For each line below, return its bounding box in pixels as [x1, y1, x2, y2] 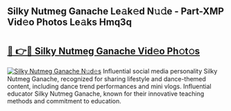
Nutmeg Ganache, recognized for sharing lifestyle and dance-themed [7, 75, 207, 83]
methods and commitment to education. [7, 97, 121, 105]
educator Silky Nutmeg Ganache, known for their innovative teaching [7, 89, 205, 98]
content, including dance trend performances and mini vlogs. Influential [7, 83, 212, 90]
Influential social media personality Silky [103, 67, 218, 75]
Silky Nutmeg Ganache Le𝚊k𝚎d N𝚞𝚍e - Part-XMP [7, 6, 224, 17]
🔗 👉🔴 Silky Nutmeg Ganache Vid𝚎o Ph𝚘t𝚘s [7, 45, 200, 57]
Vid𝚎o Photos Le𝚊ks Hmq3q [7, 17, 132, 28]
